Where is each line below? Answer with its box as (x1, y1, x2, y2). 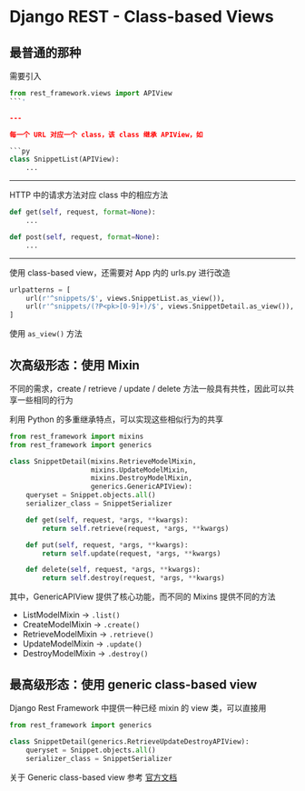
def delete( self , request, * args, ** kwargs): (25, 566, 202, 575)
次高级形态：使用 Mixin (9, 357, 141, 373)
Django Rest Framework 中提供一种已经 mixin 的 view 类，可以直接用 (9, 703, 267, 713)
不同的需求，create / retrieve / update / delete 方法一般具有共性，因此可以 (9, 383, 287, 394)
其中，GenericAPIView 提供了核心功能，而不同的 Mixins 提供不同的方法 (9, 591, 276, 602)
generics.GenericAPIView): (90, 482, 193, 492)
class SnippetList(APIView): (9, 155, 120, 165)
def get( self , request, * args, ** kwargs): (25, 516, 189, 525)
